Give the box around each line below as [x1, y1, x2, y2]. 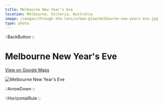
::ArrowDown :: [5, 86, 35, 92]
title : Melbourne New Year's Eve [5, 7, 73, 12]
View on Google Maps [5, 67, 50, 73]
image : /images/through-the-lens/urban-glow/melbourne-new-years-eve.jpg [5, 16, 159, 21]
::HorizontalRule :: [5, 95, 41, 101]
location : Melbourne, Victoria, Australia [5, 12, 93, 17]
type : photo [5, 20, 29, 26]
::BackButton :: [5, 34, 35, 40]
